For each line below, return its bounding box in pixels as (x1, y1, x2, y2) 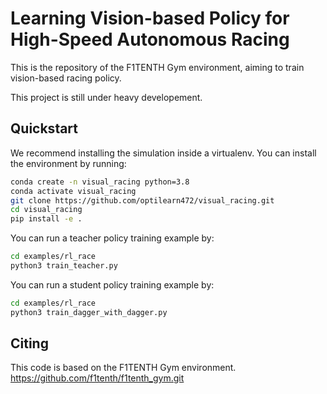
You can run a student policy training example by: (10, 278, 215, 291)
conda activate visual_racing (10, 186, 137, 196)
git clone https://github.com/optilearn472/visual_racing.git (10, 195, 275, 206)
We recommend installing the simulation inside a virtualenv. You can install (10, 147, 317, 159)
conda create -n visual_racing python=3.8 (10, 177, 190, 187)
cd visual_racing (10, 205, 83, 215)
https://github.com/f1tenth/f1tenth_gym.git (10, 372, 185, 384)
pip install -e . (10, 214, 83, 224)
